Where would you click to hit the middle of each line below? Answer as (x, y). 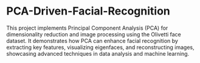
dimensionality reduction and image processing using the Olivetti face (94, 34)
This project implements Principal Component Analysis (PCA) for (87, 28)
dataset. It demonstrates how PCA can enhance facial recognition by (92, 41)
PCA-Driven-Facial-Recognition (88, 11)
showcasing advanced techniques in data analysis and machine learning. (98, 53)
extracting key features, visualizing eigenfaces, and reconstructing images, (100, 47)
